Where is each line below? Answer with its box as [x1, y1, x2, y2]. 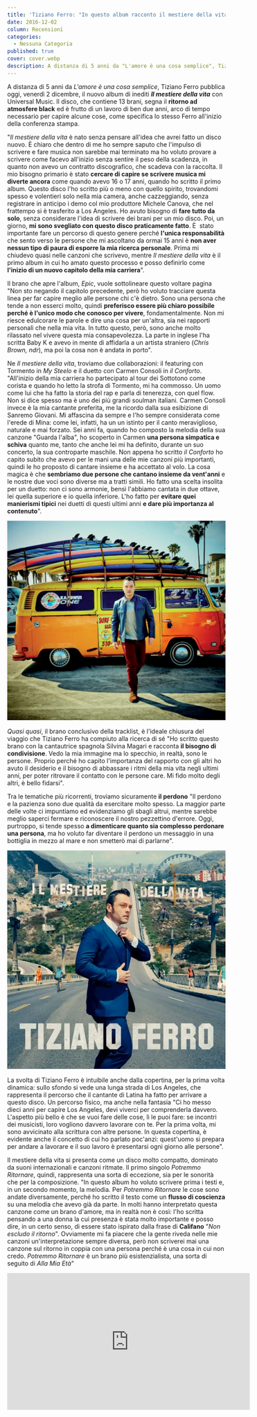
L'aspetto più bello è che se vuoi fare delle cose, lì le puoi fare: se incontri [7, 1113, 217, 1121]
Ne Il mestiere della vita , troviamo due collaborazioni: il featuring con [7, 359, 204, 368]
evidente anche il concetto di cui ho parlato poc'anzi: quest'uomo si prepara [7, 1135, 225, 1143]
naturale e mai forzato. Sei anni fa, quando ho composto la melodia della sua [7, 425, 226, 434]
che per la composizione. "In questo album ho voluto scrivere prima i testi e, [7, 1178, 224, 1186]
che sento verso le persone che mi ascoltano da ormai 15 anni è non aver [7, 236, 217, 245]
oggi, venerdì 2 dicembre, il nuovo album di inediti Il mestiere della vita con [7, 90, 223, 98]
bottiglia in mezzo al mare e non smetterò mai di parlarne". [7, 836, 174, 844]
